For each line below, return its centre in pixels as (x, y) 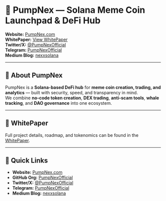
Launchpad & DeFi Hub (53, 20)
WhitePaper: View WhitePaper (37, 40)
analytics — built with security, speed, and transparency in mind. (72, 92)
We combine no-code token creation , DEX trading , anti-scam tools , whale (82, 98)
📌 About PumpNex (34, 75)
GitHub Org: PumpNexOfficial (42, 178)
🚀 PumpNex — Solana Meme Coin (75, 10)
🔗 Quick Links (26, 160)
